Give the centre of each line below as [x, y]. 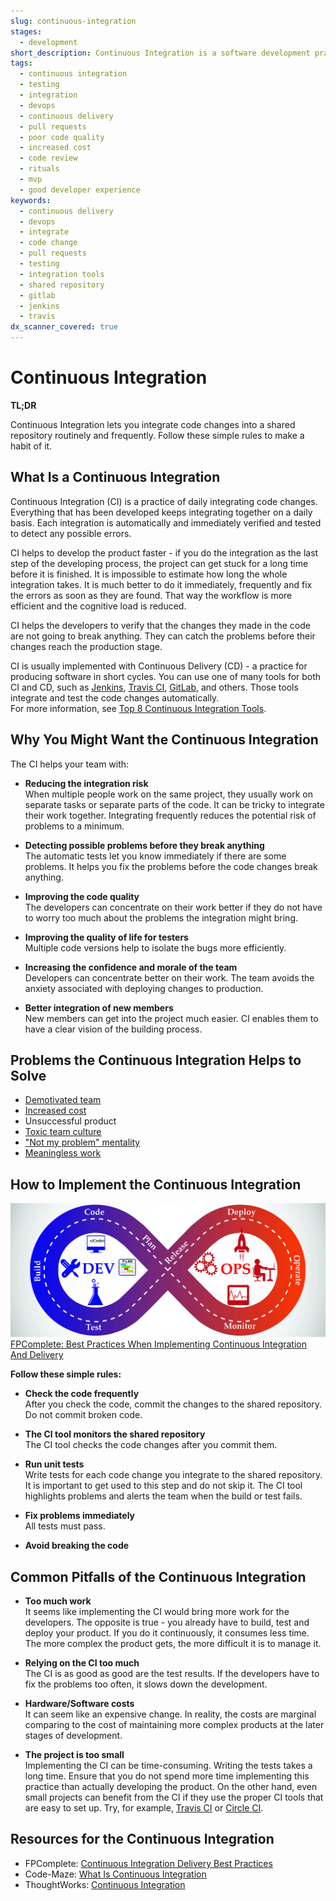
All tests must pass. [65, 1526]
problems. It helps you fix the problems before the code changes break [171, 866]
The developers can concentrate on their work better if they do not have [173, 907]
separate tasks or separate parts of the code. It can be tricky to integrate [174, 804]
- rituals [39, 169]
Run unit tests [54, 1464]
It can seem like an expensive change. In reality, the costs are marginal [170, 1714]
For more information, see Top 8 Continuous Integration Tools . [138, 708]
